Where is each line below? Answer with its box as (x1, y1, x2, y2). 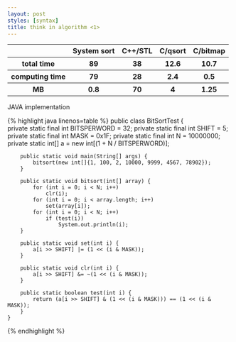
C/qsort (159, 46, 186, 56)
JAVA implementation (7, 103, 70, 111)
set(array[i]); (45, 203, 91, 210)
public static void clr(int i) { (20, 265, 119, 272)
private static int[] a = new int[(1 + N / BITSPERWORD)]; (7, 139, 170, 148)
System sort (72, 46, 115, 56)
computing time (11, 72, 66, 82)
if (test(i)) (45, 215, 84, 222)
